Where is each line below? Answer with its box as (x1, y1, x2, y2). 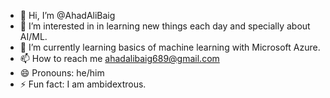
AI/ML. (19, 31, 48, 42)
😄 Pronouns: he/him (19, 67, 105, 79)
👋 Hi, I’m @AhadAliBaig (19, 10, 116, 21)
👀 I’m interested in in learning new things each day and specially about (19, 20, 311, 32)
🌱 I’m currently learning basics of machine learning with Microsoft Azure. (19, 41, 321, 53)
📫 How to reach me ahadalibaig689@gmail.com (19, 53, 220, 64)
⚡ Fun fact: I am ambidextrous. (19, 78, 147, 90)
